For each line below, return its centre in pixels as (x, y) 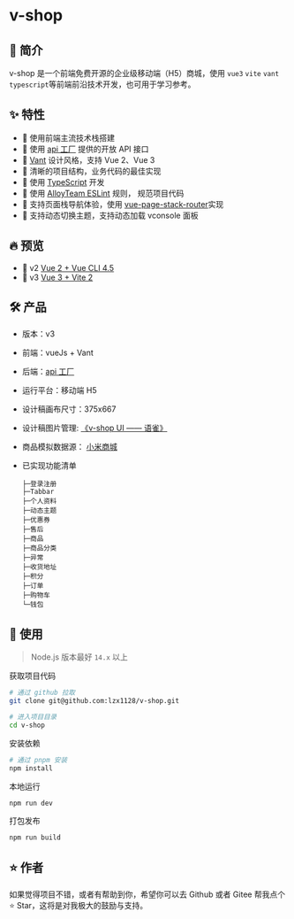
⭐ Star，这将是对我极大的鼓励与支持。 (79, 906)
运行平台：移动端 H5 (59, 390)
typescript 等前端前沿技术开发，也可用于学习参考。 (102, 84)
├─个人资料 (39, 501)
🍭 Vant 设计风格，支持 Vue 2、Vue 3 (88, 159)
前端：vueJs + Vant (58, 353)
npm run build (35, 838)
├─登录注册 (39, 484)
